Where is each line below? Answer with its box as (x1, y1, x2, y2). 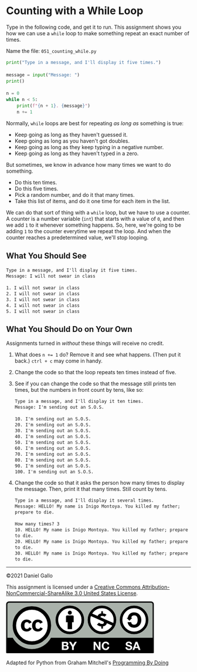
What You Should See (6, 251, 87, 261)
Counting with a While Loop (6, 4, 144, 18)
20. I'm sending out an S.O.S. (14, 422, 91, 428)
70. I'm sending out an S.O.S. (14, 451, 91, 458)
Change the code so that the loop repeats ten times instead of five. (14, 369, 177, 376)
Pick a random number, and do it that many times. (14, 191, 135, 198)
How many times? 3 (14, 521, 60, 527)
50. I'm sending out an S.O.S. (14, 439, 91, 446)
